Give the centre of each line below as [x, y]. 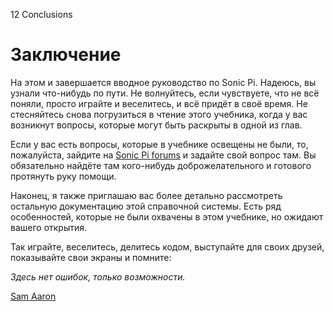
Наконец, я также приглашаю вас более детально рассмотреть [146, 195]
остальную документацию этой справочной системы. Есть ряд [146, 206]
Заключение [66, 55]
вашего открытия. [49, 227]
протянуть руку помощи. [63, 176]
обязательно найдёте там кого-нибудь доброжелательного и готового [161, 165]
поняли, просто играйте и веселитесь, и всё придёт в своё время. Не [159, 103]
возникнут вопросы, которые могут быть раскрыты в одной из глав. [156, 125]
